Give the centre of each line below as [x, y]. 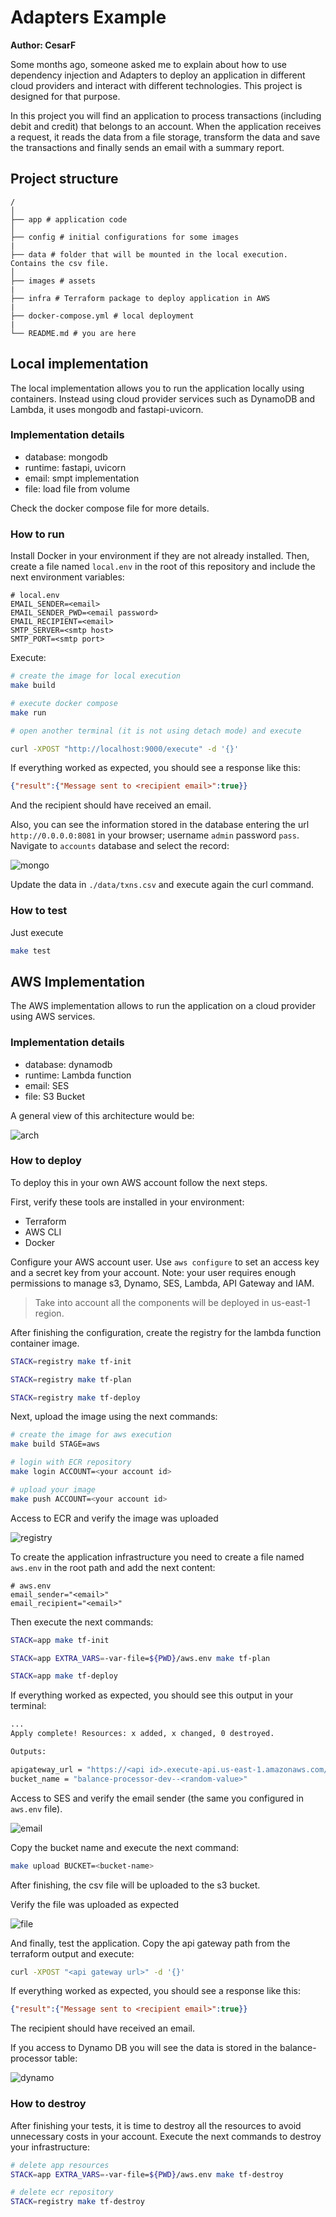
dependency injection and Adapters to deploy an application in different [158, 75]
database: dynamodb [68, 1064]
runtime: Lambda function [78, 1075]
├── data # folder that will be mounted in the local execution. [149, 254]
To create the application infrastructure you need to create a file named [157, 1557]
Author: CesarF [43, 45]
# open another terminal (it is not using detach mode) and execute [156, 731]
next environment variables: [67, 577]
